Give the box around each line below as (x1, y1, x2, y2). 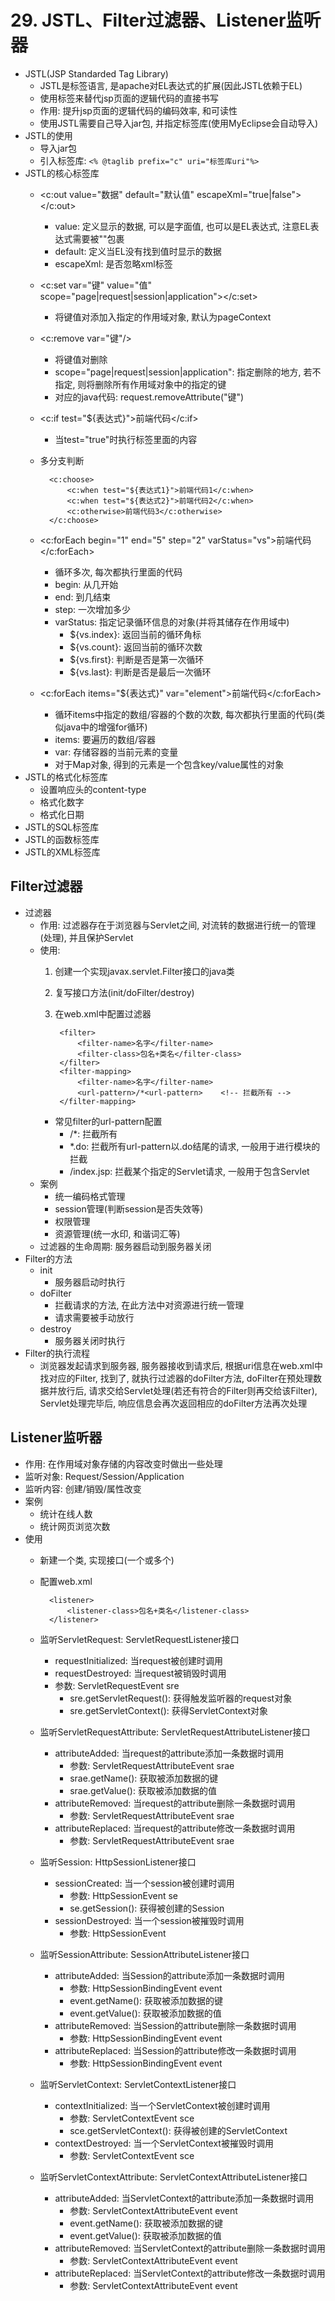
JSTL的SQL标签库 (24, 821, 100, 833)
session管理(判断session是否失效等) (54, 1202, 204, 1215)
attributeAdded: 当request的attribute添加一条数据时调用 (54, 1747, 285, 1759)
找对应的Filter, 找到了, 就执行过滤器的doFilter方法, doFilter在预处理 (39, 1372, 313, 1384)
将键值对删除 (54, 353, 108, 365)
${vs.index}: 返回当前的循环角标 (69, 628, 202, 640)
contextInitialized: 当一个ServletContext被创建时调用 (54, 2099, 271, 2111)
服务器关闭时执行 (54, 1334, 126, 1346)
